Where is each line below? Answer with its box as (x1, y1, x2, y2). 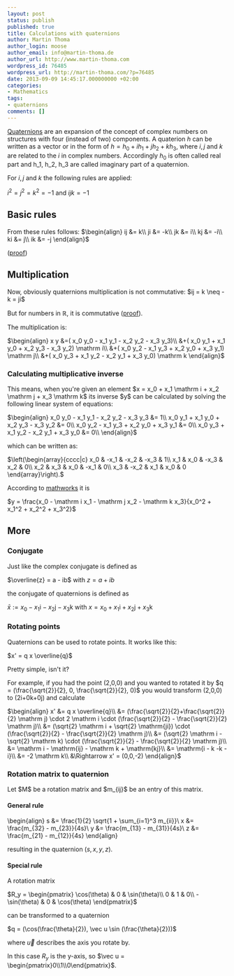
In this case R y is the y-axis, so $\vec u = (7, 952, 125, 962)
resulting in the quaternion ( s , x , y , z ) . (7, 845, 113, 853)
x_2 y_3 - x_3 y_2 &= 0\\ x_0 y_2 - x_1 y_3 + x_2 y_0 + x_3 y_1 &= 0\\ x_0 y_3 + (7, 420, 225, 429)
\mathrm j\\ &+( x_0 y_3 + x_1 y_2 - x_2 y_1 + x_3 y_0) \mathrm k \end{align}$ (7, 351, 225, 359)
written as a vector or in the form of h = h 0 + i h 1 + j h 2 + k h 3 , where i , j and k (7, 142, 224, 152)
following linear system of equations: (7, 399, 114, 408)
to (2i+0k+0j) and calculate (7, 693, 85, 701)
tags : (7, 95, 23, 102)
